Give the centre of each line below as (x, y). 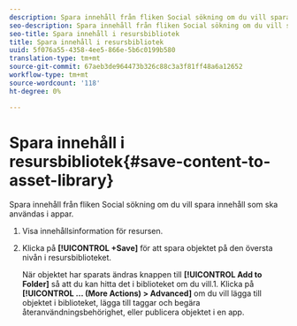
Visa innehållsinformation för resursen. (92, 231)
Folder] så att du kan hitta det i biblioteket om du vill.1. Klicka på (138, 284)
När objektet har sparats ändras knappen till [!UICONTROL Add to (142, 275)
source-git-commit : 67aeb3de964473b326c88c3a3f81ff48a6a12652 (126, 67)
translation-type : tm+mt (55, 58)
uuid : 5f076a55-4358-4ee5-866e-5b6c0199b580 (92, 50)
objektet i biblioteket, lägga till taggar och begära (111, 303)
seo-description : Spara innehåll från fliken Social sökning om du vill (146, 26)
